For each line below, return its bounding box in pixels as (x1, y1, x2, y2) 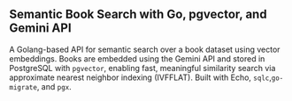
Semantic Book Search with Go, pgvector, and (9, 7, 267, 22)
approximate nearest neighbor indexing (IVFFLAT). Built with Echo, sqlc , (9, 72, 273, 83)
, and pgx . (36, 81, 73, 91)
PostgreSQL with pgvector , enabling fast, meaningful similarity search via (9, 62, 276, 73)
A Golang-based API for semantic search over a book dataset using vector (9, 44, 280, 54)
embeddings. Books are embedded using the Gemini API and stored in (9, 53, 265, 64)
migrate (9, 83, 38, 91)
